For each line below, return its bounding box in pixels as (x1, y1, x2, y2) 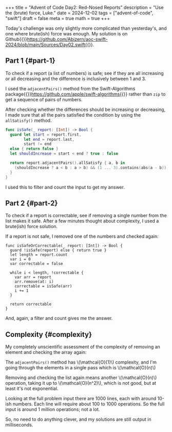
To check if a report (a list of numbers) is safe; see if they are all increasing (5, 70, 164, 76)
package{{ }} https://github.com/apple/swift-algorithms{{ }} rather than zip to (5, 91, 166, 97)
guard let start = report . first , (10, 132, 82, 137)
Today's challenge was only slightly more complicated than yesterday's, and (5, 25, 167, 31)
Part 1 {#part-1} (5, 57, 55, 65)
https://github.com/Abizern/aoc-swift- (27, 36, 108, 42)
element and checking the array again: (5, 349, 87, 355)
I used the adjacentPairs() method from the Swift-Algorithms (5, 85, 136, 91)
